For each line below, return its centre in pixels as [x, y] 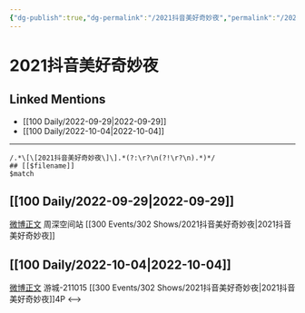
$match [22, 173]
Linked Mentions [58, 99]
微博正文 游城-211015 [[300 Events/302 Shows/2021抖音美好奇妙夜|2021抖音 [152, 288]
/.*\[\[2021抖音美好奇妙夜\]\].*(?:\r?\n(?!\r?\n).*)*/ [113, 158]
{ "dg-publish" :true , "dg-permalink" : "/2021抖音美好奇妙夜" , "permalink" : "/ [147, 18]
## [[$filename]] [42, 166]
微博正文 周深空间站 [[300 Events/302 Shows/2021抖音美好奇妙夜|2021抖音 [151, 224]
